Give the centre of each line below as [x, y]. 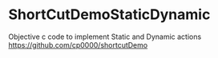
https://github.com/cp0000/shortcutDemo [78, 44]
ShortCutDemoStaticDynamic [109, 15]
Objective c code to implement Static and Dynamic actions [105, 37]
